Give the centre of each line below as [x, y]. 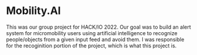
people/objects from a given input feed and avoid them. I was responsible [95, 39]
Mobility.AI [34, 11]
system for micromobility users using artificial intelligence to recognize [92, 33]
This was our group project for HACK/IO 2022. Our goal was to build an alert [98, 27]
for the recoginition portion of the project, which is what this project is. [91, 46]
